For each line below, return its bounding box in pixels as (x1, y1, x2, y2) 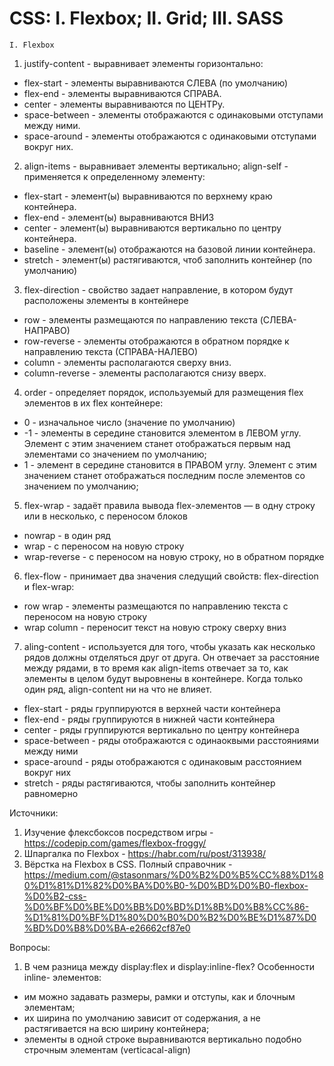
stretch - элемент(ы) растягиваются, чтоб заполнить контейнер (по (23, 253, 313, 266)
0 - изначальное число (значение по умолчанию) (23, 416, 236, 428)
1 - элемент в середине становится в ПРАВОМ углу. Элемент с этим (23, 458, 317, 471)
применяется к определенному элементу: (23, 170, 206, 182)
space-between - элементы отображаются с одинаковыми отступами (23, 108, 324, 121)
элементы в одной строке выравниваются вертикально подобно (23, 1033, 302, 1045)
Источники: (9, 807, 59, 819)
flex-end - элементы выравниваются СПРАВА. (23, 87, 222, 99)
